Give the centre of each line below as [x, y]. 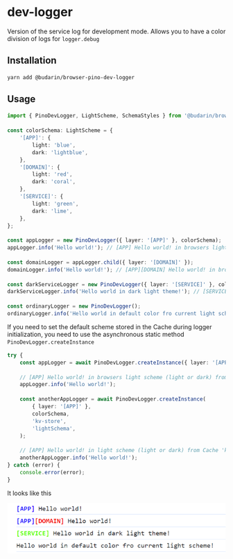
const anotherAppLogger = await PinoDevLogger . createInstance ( [113, 399]
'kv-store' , [50, 421]
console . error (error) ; [52, 472]
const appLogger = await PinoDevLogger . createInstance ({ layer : [114, 362]
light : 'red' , [52, 174]
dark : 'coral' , [54, 182]
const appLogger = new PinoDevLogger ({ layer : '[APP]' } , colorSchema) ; [114, 240]
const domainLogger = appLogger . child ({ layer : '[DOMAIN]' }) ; [101, 262]
